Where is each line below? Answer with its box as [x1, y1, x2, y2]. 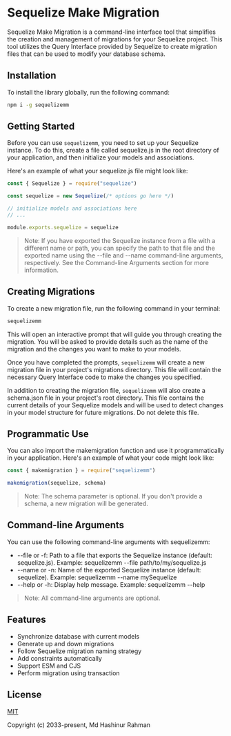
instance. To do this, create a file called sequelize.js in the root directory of [7, 146, 219, 155]
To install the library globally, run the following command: [7, 88, 170, 96]
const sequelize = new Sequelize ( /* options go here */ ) [7, 193, 174, 200]
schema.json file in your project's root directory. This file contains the [7, 394, 205, 402]
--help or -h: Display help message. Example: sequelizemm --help [17, 580, 205, 588]
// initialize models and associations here [7, 205, 137, 212]
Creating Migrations [7, 286, 95, 298]
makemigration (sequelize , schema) [7, 480, 107, 487]
